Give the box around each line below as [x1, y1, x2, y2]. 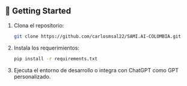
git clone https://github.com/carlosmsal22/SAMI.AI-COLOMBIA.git [13, 33, 181, 39]
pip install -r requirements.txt [13, 56, 98, 62]
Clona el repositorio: [13, 21, 64, 29]
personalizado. [13, 73, 51, 80]
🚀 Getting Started [5, 6, 72, 16]
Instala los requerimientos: [13, 44, 80, 51]
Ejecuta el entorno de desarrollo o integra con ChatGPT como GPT [13, 66, 179, 73]
